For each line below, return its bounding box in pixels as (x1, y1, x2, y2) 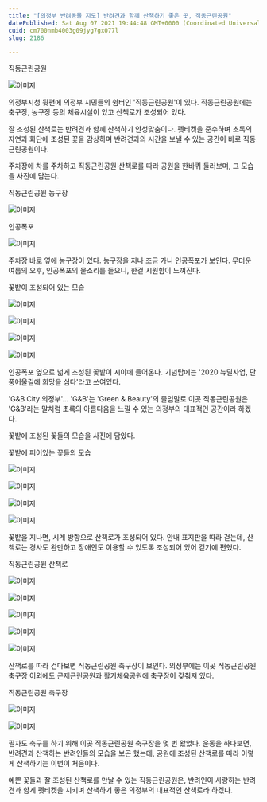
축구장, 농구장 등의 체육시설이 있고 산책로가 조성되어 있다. (8, 108, 187, 117)
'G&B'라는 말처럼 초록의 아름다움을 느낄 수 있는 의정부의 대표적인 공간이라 (8, 404, 237, 414)
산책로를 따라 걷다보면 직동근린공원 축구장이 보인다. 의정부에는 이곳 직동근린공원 (8, 661, 257, 671)
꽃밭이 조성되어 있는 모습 (8, 283, 85, 292)
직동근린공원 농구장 (8, 188, 68, 198)
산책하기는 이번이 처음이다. (16, 758, 100, 769)
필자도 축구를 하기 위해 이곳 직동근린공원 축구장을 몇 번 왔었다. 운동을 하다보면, (8, 738, 252, 749)
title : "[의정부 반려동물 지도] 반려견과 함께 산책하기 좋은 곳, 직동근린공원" (8, 11, 232, 20)
